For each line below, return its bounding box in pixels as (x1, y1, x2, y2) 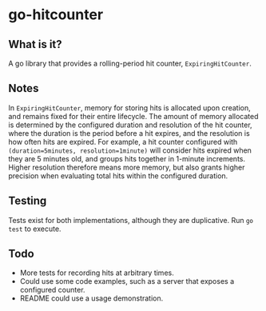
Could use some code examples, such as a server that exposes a (19, 277, 234, 286)
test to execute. (8, 224, 62, 233)
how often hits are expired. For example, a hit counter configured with (8, 137, 238, 146)
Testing (8, 194, 47, 208)
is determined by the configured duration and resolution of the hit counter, (8, 120, 253, 130)
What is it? (8, 38, 62, 51)
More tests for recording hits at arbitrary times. (19, 268, 174, 277)
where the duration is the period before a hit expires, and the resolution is (8, 128, 250, 138)
